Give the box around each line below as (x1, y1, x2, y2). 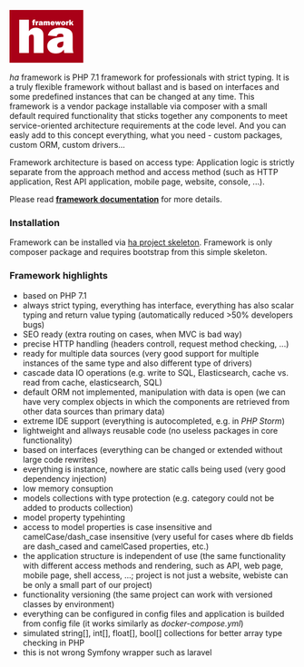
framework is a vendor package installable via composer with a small (9, 101, 268, 112)
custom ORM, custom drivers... (9, 140, 125, 150)
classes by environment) (22, 598, 115, 609)
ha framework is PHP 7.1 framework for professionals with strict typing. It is (9, 72, 290, 83)
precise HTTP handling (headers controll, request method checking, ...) (22, 338, 289, 349)
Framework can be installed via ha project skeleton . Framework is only (9, 237, 273, 248)
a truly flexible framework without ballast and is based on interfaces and (9, 82, 279, 92)
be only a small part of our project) (22, 579, 152, 590)
